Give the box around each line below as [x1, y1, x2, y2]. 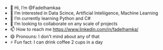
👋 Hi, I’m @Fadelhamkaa [10, 5, 61, 10]
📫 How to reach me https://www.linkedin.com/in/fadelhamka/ [10, 26, 139, 32]
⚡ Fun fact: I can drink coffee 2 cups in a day [10, 39, 103, 45]
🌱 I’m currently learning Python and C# [10, 15, 91, 21]
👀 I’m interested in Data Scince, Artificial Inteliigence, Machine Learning [10, 10, 158, 16]
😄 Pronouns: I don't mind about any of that [10, 33, 100, 39]
